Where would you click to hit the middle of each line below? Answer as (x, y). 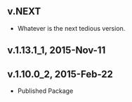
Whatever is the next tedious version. (71, 28)
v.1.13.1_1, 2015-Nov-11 (57, 51)
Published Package (45, 91)
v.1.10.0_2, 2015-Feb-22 (60, 74)
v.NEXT (24, 12)
